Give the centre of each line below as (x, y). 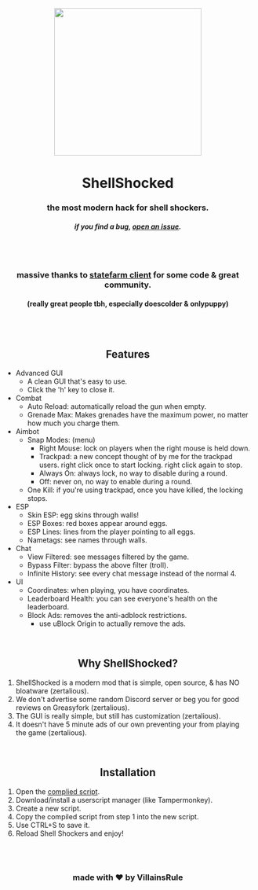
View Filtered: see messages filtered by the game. (108, 557)
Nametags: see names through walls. (87, 540)
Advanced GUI (39, 373)
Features (128, 354)
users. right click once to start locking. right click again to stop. (141, 465)
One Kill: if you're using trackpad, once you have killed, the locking (135, 490)
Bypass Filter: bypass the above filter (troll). (98, 565)
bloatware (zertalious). (52, 690)
